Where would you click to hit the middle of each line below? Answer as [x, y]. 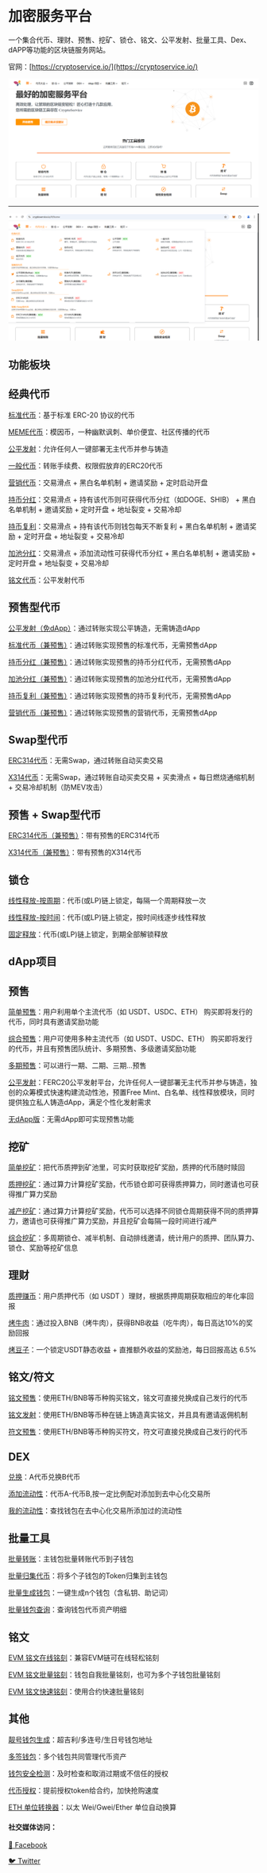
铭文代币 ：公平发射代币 [46, 580]
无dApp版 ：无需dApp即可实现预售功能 [71, 1119]
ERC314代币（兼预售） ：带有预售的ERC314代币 [84, 836]
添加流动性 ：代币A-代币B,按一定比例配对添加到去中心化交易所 [109, 1494]
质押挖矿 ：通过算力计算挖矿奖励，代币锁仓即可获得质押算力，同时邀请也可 [130, 1185]
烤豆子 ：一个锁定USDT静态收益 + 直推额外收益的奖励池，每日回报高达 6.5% [132, 1349]
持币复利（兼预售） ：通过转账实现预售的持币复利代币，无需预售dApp [120, 696]
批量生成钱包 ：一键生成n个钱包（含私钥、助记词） [91, 1593]
